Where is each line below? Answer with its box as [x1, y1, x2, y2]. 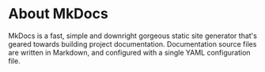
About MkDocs [8, 5, 108, 23]
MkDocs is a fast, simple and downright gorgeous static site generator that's [8, 31, 257, 40]
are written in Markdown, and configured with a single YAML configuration [8, 47, 251, 57]
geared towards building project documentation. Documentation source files [8, 39, 257, 48]
